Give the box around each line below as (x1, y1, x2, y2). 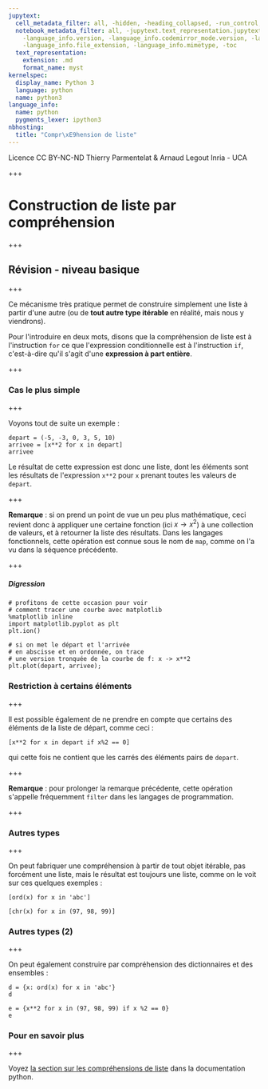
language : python (15, 86, 73, 94)
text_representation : (15, 49, 88, 57)
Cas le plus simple (8, 385, 81, 396)
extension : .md (22, 57, 73, 65)
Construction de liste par (8, 196, 177, 214)
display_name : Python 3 (15, 78, 94, 86)
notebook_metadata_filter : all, (15, 26, 124, 34)
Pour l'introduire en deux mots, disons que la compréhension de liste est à (8, 332, 253, 342)
